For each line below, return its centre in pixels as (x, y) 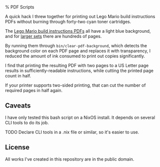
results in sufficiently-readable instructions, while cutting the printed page (79, 71)
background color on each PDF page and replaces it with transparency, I (78, 51)
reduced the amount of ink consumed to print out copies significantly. (75, 56)
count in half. (18, 76)
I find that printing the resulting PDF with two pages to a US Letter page (77, 65)
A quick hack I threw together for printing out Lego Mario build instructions (80, 16)
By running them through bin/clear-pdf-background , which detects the (76, 46)
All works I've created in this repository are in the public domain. (70, 159)
